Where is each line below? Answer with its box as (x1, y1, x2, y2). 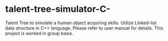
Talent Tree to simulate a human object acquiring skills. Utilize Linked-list (5, 20, 157, 26)
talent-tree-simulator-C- (5, 3, 111, 15)
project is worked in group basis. (5, 30, 74, 36)
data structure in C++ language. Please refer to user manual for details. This (5, 25, 163, 31)
